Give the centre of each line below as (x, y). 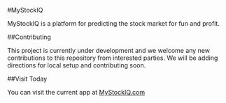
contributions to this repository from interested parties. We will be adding (113, 58)
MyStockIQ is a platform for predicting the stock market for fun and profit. (114, 23)
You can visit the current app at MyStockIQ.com (76, 92)
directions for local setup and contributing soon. (77, 65)
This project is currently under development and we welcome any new (109, 50)
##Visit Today (27, 79)
